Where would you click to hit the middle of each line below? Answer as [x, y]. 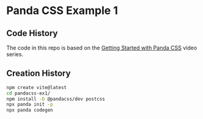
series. [15, 54]
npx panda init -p [30, 104]
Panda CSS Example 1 [62, 11]
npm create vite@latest [37, 87]
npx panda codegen [30, 110]
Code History [32, 33]
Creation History [39, 74]
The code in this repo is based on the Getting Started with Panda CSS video [102, 48]
